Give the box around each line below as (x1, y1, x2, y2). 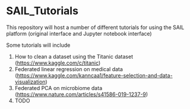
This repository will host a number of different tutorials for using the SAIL (6, 24, 185, 31)
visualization (14, 78, 46, 85)
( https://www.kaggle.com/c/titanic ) (14, 59, 101, 66)
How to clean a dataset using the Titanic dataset (14, 53, 134, 60)
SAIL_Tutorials (6, 4, 79, 18)
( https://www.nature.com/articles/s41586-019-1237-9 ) (14, 91, 148, 98)
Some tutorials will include (6, 41, 71, 49)
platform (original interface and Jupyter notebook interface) (6, 30, 153, 37)
